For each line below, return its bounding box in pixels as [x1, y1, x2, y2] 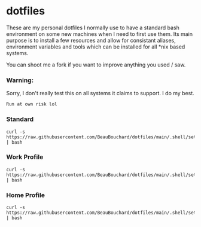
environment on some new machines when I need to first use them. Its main [6, 30, 193, 37]
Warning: [6, 76, 34, 84]
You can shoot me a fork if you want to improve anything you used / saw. [6, 61, 186, 68]
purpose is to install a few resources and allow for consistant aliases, [6, 37, 176, 44]
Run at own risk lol [6, 101, 58, 107]
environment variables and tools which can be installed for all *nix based [6, 43, 185, 50]
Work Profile [6, 153, 44, 161]
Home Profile [6, 190, 45, 199]
